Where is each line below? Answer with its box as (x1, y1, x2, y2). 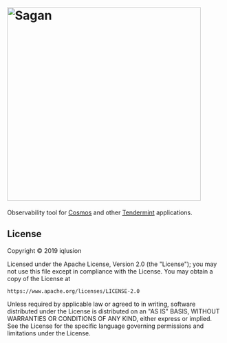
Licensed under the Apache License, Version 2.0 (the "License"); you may (7, 260, 217, 268)
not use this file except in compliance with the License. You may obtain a (7, 267, 213, 275)
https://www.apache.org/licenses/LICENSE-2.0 (7, 287, 140, 295)
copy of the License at (7, 274, 71, 283)
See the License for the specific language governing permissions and (7, 322, 204, 330)
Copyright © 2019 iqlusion (7, 246, 82, 254)
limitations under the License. (7, 329, 91, 337)
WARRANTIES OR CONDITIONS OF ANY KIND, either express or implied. (7, 314, 212, 322)
